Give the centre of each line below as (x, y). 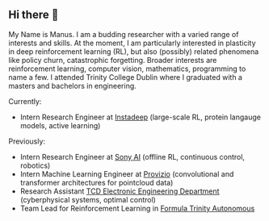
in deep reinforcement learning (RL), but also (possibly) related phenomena (134, 51)
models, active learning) (60, 125)
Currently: (25, 101)
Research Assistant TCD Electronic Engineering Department (120, 191)
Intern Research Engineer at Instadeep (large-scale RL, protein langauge (140, 117)
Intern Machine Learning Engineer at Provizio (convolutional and (127, 173)
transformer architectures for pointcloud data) (97, 182)
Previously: (27, 141)
